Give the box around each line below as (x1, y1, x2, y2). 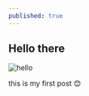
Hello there (8, 42, 66, 56)
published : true (8, 11, 63, 20)
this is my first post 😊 (8, 78, 82, 89)
